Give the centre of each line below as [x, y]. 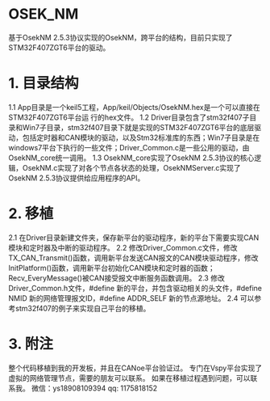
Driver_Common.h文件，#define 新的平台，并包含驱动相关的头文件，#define [135, 288]
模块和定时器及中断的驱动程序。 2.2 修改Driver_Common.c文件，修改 [123, 247]
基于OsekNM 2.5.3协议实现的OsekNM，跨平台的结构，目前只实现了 [120, 37]
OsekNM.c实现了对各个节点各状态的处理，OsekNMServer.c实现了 [132, 167]
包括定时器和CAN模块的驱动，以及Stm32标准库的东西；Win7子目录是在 [141, 137]
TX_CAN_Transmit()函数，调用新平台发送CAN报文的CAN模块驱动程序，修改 [133, 257]
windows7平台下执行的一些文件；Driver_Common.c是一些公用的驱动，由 [129, 147]
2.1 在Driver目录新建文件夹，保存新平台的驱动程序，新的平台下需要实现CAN [134, 237]
